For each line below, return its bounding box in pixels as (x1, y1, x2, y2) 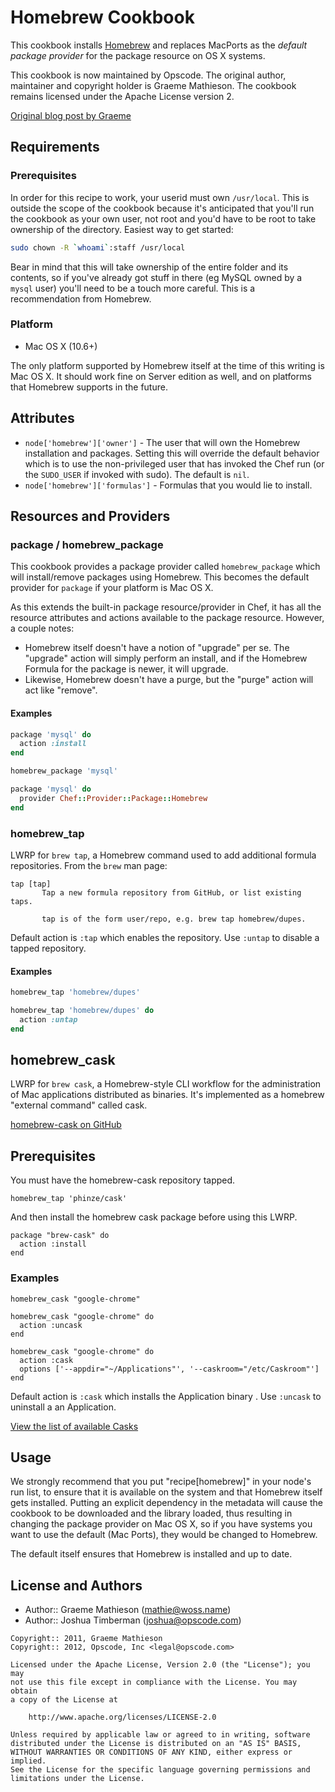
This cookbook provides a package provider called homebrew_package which (10, 561, 321, 573)
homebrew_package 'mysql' (10, 766, 118, 776)
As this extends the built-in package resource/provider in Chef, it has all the (10, 601, 322, 613)
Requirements (10, 139, 100, 156)
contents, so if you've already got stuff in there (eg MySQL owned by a (10, 271, 303, 283)
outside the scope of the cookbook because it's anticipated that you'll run (10, 202, 315, 214)
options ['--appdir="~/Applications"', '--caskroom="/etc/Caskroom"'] (19, 1364, 320, 1374)
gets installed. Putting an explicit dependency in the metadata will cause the (10, 1497, 323, 1509)
